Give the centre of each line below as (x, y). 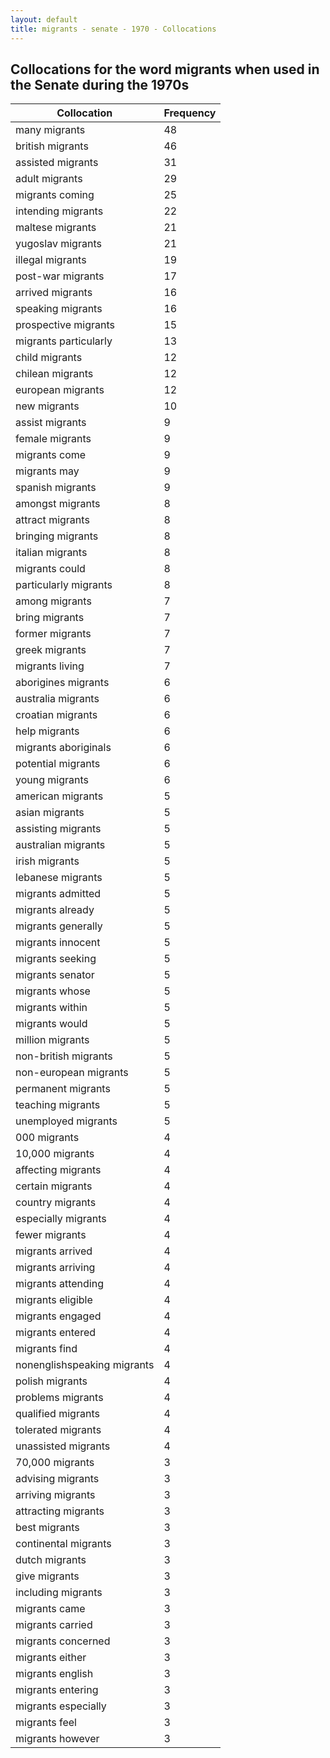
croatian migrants (56, 715)
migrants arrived (54, 1251)
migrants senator (55, 975)
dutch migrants (51, 1560)
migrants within (51, 1008)
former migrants (53, 634)
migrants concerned (63, 1641)
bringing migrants (57, 536)
